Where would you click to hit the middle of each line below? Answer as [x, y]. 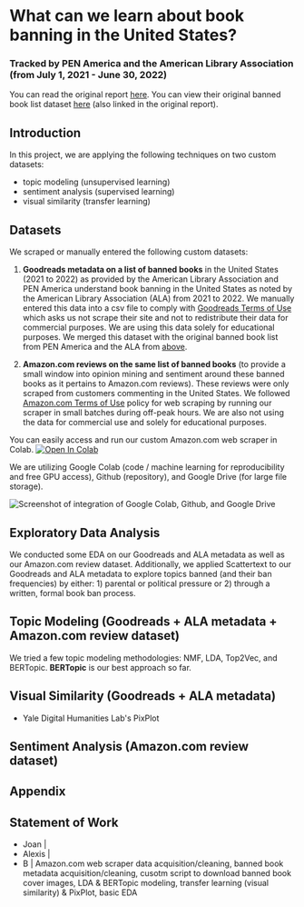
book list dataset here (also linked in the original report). [114, 105]
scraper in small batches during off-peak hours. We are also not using [153, 413]
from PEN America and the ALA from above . [105, 347]
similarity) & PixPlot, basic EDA [80, 892]
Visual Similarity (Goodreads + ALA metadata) [143, 696]
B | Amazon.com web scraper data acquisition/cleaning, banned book [153, 863]
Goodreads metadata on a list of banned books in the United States [150, 270]
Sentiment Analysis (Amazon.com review [129, 746]
